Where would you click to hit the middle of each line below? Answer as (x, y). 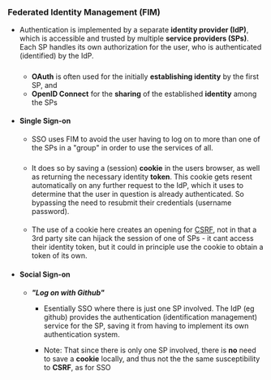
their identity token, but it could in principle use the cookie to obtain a (147, 247)
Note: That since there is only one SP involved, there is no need (150, 350)
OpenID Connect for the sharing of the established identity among (144, 94)
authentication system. (82, 334)
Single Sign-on (45, 121)
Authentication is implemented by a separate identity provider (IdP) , (134, 30)
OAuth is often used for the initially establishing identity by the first (145, 76)
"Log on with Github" (68, 292)
